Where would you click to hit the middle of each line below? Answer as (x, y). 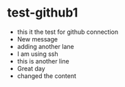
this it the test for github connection (68, 32)
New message (37, 39)
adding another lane (45, 46)
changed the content (47, 76)
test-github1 (43, 13)
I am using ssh (37, 54)
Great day (31, 68)
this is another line (43, 61)
